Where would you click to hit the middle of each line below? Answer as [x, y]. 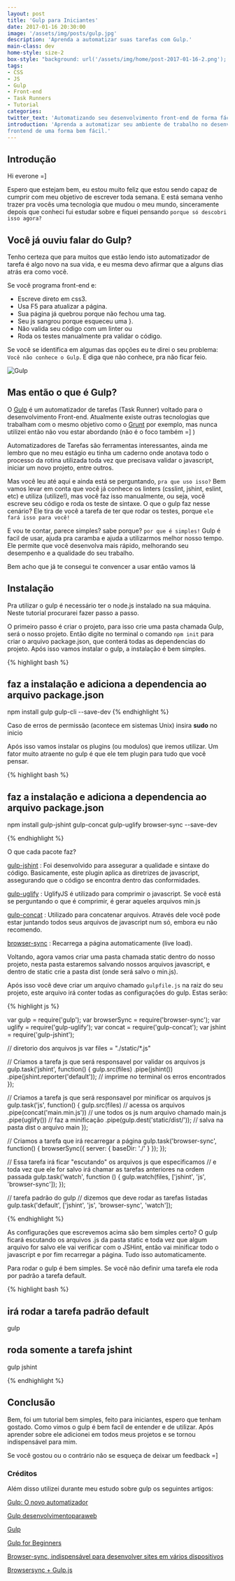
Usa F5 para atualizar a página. [62, 306]
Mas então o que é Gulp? [62, 393]
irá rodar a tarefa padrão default [78, 1311]
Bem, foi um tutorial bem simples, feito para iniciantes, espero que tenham [114, 1419]
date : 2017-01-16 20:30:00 [47, 27]
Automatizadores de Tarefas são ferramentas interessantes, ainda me [108, 445]
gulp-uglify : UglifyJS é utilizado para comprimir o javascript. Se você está [114, 894]
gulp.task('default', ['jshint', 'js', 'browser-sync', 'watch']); [90, 1205]
